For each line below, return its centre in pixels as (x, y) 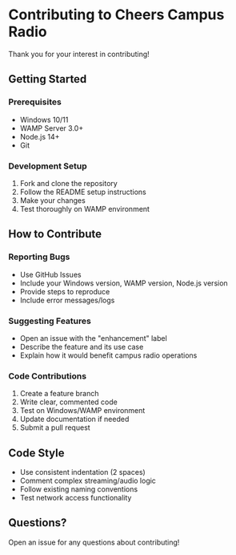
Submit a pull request (55, 427)
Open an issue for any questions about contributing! (94, 542)
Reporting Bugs (39, 257)
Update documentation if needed (74, 419)
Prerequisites (35, 102)
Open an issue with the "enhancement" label (94, 338)
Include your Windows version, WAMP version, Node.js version (124, 283)
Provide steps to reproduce (65, 291)
